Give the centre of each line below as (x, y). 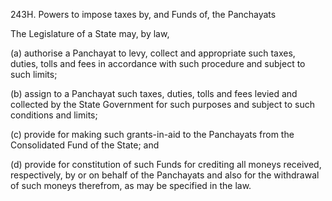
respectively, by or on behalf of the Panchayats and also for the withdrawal (165, 175)
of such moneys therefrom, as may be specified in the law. (131, 185)
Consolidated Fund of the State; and (85, 145)
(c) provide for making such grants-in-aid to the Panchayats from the (152, 134)
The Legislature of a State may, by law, (90, 33)
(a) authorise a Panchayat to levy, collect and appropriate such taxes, (153, 53)
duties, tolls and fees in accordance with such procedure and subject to (158, 63)
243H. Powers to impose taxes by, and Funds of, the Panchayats (143, 14)
